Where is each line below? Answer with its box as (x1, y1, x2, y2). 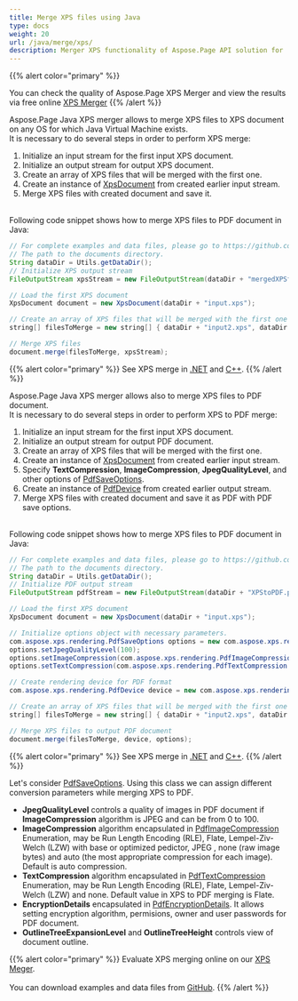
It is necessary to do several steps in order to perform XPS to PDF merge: (9, 409, 278, 420)
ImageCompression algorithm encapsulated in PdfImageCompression (21, 823, 279, 834)
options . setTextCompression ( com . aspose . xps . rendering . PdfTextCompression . (9, 661, 292, 671)
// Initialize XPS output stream (9, 266, 133, 276)
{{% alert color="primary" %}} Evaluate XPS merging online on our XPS (9, 953, 271, 965)
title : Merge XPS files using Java (9, 12, 141, 22)
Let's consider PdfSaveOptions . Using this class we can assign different (9, 777, 272, 788)
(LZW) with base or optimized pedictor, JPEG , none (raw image (47, 842, 280, 853)
